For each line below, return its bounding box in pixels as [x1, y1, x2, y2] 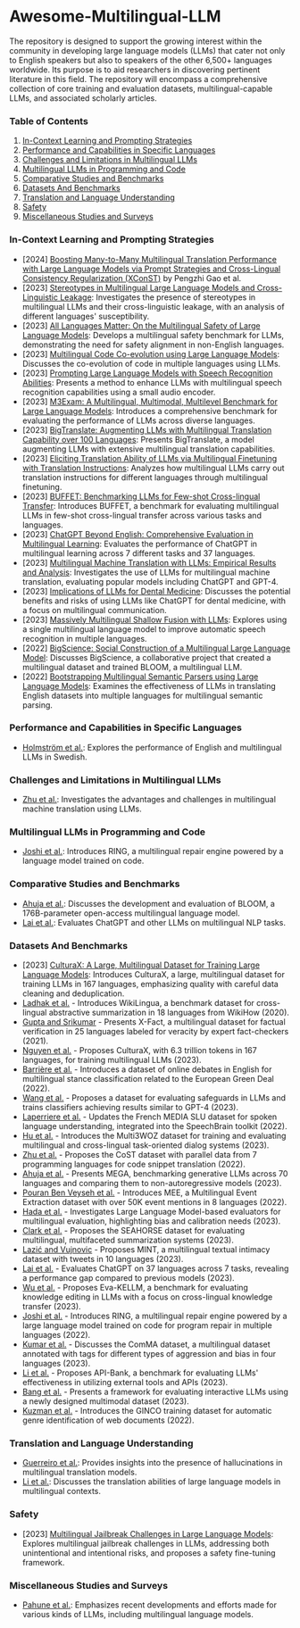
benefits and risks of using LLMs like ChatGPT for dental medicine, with [21, 595, 286, 606]
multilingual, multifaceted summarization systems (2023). [21, 1234, 234, 1246]
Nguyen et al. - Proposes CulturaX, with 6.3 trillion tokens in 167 [21, 1045, 257, 1056]
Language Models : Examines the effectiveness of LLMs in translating [21, 680, 277, 691]
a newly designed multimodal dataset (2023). [21, 1396, 189, 1407]
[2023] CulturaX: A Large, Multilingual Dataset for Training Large [21, 959, 261, 970]
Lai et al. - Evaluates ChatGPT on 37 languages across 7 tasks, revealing [21, 1263, 289, 1274]
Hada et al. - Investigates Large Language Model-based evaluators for [21, 1207, 281, 1217]
